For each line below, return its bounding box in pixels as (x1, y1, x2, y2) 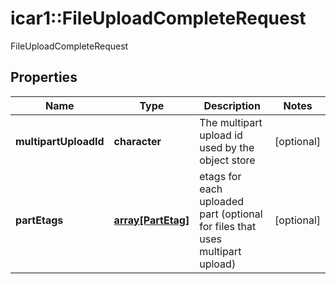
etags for (199, 169, 242, 183)
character (113, 134, 162, 148)
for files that (199, 219, 257, 233)
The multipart (199, 115, 263, 129)
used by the (199, 140, 255, 154)
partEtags (15, 213, 64, 227)
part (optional (199, 207, 263, 221)
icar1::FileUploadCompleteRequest (10, 7, 307, 30)
